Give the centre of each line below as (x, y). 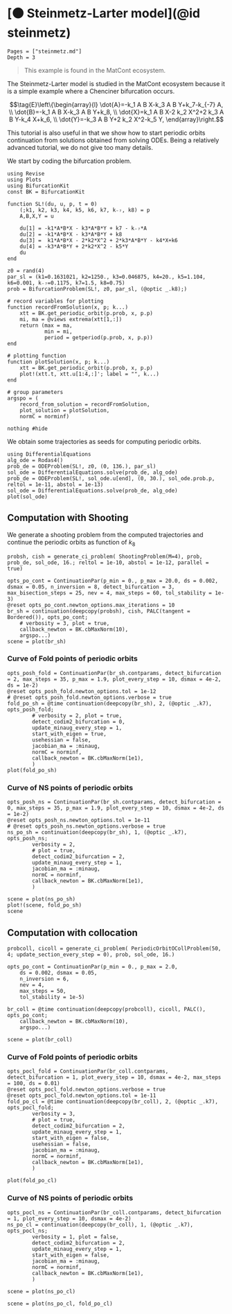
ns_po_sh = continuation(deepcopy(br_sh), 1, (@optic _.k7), (97, 833)
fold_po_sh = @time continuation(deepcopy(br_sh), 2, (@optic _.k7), (110, 703)
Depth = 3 (21, 57)
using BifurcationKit (38, 186)
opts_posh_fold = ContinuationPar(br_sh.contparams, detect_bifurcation (114, 673)
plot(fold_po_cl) (32, 1181)
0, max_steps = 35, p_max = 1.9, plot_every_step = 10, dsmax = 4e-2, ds (116, 808)
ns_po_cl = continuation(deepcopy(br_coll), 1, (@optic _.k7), (100, 1225)
